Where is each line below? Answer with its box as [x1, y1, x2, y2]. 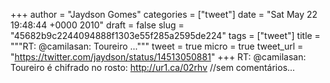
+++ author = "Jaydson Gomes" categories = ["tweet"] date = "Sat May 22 [10, 9, 318, 20]
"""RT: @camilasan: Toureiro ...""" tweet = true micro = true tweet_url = [10, 40, 304, 52]
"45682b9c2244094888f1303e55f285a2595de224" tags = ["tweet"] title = [10, 30, 321, 41]
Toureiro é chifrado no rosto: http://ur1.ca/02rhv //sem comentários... [10, 62, 296, 73]
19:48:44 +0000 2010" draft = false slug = [10, 19, 185, 31]
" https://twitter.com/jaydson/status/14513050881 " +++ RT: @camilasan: [10, 51, 307, 63]
